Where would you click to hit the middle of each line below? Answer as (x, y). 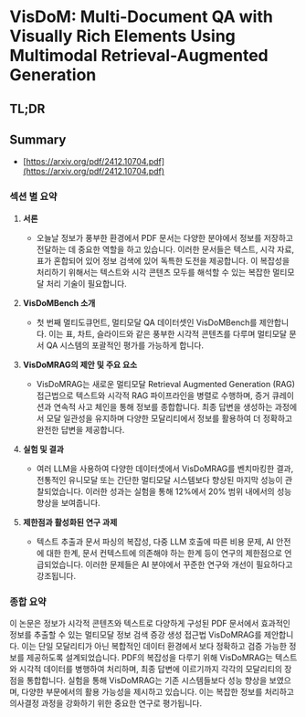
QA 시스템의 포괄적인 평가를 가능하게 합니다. (125, 345)
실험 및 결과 (43, 448)
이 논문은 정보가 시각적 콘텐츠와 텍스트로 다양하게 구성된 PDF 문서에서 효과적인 (150, 623)
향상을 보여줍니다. (68, 502)
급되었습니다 (58, 564)
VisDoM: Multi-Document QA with (142, 17)
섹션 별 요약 (33, 196)
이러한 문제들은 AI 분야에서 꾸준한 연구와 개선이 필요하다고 (189, 564)
